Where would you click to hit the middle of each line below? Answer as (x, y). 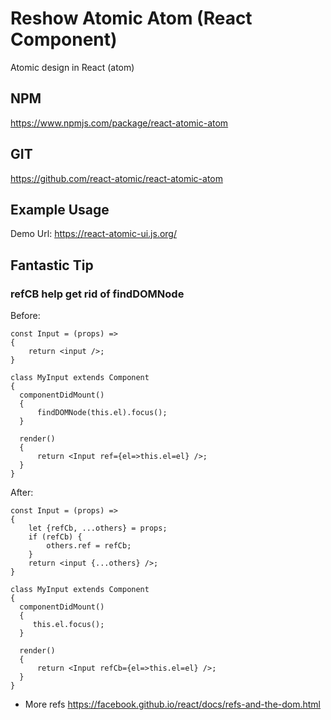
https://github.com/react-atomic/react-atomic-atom (116, 178)
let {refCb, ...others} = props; (98, 528)
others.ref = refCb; (89, 546)
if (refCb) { (55, 537)
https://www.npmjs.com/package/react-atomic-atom (119, 123)
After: (22, 493)
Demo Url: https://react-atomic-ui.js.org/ (93, 234)
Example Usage (60, 209)
